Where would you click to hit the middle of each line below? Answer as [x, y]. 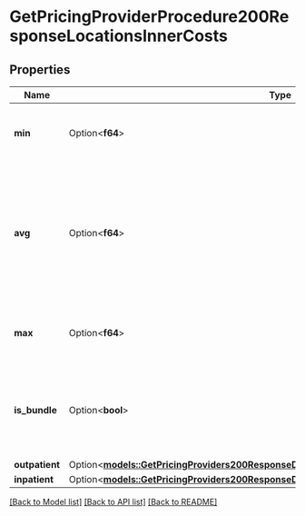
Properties [40, 69]
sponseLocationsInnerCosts [119, 36]
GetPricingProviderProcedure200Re [149, 17]
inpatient [34, 479]
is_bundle [35, 410]
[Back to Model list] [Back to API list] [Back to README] [113, 502]
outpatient [37, 465]
